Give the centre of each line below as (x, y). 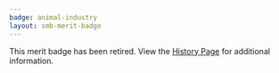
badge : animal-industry (53, 17)
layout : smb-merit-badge (55, 26)
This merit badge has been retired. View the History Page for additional (139, 51)
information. (32, 61)
